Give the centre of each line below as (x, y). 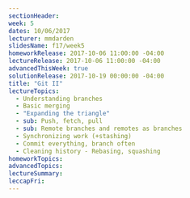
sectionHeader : (34, 16)
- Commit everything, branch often (76, 143)
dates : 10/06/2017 (39, 31)
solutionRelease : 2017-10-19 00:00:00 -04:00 (86, 76)
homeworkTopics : (36, 158)
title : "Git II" (36, 83)
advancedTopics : (36, 166)
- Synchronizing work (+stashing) (74, 136)
